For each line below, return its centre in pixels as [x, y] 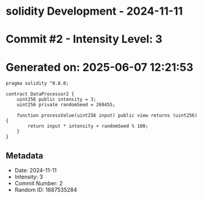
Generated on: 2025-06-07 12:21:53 [100, 67]
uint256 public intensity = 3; [57, 100]
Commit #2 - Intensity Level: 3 [84, 39]
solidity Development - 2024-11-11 [94, 11]
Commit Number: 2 [39, 183]
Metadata [24, 156]
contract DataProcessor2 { [40, 94]
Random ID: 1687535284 [46, 190]
